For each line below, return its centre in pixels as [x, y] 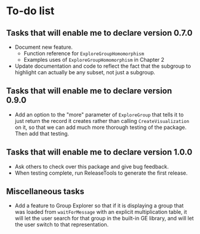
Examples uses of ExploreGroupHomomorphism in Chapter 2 [94, 60]
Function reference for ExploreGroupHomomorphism [84, 53]
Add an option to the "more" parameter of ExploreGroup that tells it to [99, 115]
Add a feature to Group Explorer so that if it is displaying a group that [99, 205]
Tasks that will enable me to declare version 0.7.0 [99, 33]
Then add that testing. [42, 133]
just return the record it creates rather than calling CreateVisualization [102, 121]
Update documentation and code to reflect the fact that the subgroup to [103, 66]
